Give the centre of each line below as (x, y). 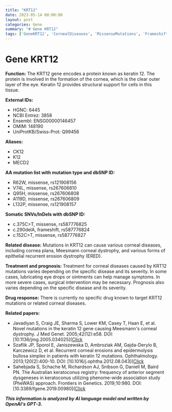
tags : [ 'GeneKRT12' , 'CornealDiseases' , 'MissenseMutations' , (73, 34)
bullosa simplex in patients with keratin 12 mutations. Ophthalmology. (85, 355)
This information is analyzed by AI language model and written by (77, 398)
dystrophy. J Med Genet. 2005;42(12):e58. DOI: (63, 334)
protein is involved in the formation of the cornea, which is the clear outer (83, 79)
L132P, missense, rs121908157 (45, 204)
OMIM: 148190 (28, 126)
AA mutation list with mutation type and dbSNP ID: (60, 172)
